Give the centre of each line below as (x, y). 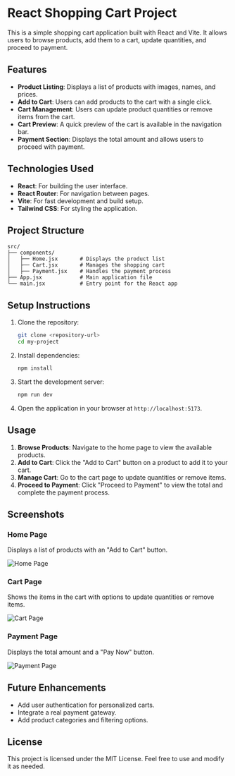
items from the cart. (46, 116)
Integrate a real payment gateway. (67, 712)
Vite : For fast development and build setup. (80, 201)
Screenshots (36, 514)
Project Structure (46, 230)
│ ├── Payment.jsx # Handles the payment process (89, 272)
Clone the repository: (48, 322)
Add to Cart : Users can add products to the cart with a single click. (115, 102)
